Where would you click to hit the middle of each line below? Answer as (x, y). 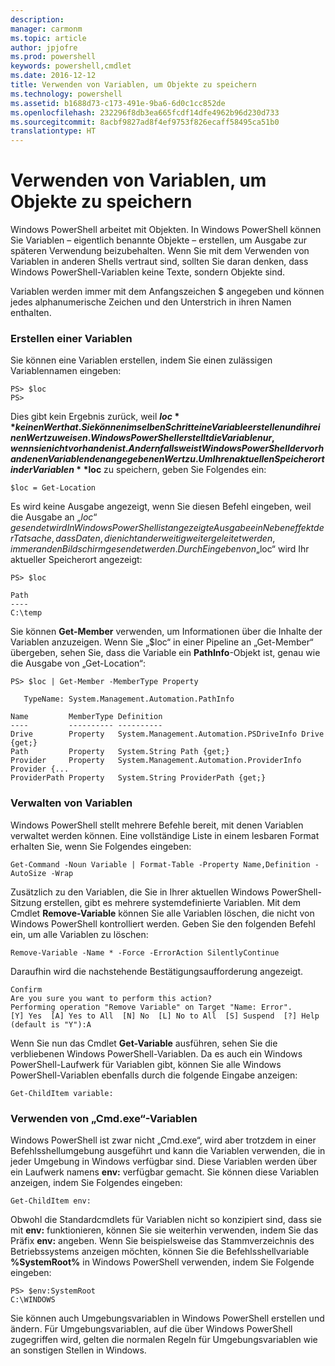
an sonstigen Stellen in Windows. (78, 1350)
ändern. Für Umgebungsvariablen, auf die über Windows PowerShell (151, 1328)
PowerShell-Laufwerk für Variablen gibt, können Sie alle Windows (146, 1064)
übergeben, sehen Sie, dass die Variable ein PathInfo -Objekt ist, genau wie (165, 653)
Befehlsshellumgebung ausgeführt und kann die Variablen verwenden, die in (168, 1150)
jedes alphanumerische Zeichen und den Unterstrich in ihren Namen (151, 302)
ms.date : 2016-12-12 (53, 76)
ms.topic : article (48, 38)
